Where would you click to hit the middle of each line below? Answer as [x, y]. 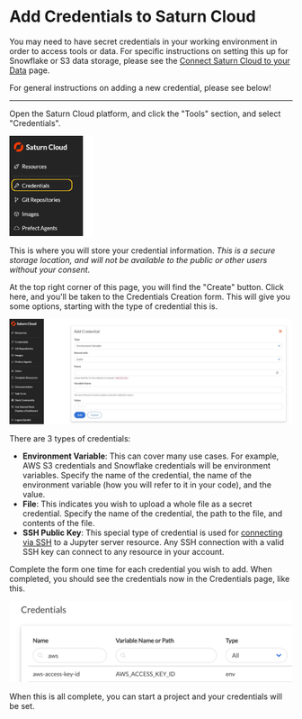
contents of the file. [58, 523]
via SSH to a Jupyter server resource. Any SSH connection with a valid [153, 542]
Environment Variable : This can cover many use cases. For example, [151, 456]
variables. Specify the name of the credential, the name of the [137, 475]
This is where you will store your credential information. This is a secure [142, 250]
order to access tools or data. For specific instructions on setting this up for [149, 50]
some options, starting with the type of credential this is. [114, 306]
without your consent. [50, 269]
